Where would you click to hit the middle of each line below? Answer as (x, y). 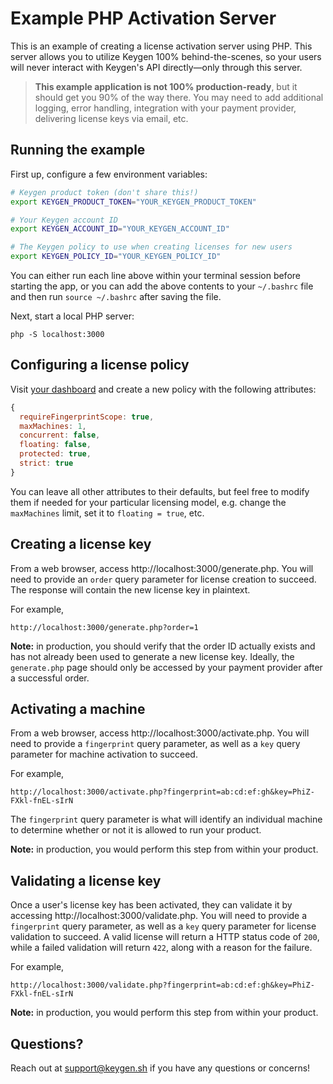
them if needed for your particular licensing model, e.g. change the (148, 502)
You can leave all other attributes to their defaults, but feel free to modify (160, 491)
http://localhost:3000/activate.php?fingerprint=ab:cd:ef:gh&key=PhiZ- (162, 792)
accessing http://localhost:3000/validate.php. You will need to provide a (159, 916)
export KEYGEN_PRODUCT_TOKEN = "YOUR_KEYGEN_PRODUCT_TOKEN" (133, 202)
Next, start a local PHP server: (72, 316)
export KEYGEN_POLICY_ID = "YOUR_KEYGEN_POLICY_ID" (116, 257)
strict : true (46, 463)
